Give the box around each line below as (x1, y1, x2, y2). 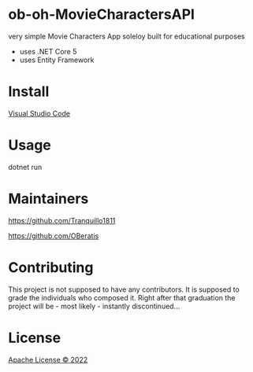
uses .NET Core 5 (19, 46, 77, 56)
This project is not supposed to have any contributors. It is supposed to (8, 285, 240, 294)
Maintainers (8, 190, 89, 208)
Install (8, 83, 50, 101)
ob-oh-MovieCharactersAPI (8, 6, 195, 24)
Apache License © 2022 (8, 355, 88, 364)
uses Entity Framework (19, 55, 95, 64)
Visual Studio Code (8, 109, 71, 118)
